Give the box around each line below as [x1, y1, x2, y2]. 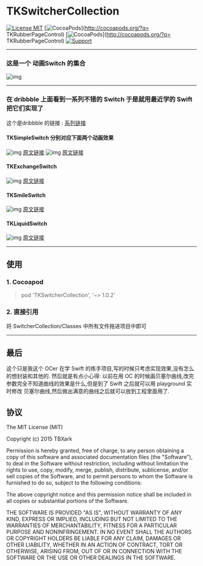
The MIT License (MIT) [6, 423, 63, 430]
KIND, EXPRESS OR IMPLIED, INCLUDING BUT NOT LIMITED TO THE [6, 515, 178, 522]
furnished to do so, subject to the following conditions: [6, 479, 142, 486]
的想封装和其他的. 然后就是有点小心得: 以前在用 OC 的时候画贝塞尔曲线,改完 [6, 372, 195, 380]
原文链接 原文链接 [23, 148, 84, 156]
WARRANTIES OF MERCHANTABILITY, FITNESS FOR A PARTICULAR [6, 522, 177, 529]
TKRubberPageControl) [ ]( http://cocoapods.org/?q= [6, 30, 171, 38]
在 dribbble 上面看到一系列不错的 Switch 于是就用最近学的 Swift [6, 95, 193, 104]
